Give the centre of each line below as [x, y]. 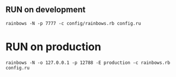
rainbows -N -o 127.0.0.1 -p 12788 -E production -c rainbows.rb [88, 62]
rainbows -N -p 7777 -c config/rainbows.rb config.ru [73, 23]
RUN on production [53, 47]
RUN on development [46, 10]
